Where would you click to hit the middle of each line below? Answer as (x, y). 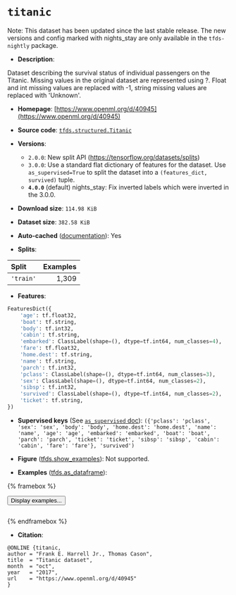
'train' (24, 278)
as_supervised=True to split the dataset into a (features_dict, (118, 172)
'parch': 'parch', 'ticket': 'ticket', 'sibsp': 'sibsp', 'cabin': (118, 439)
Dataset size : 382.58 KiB (54, 222)
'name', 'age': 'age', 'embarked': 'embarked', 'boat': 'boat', (114, 433)
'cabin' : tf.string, (50, 335)
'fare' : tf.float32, (50, 348)
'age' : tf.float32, (49, 315)
